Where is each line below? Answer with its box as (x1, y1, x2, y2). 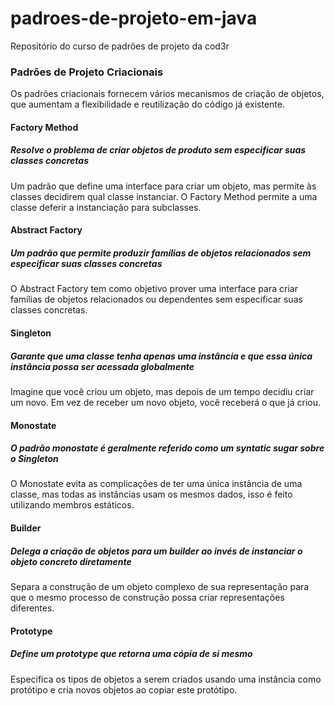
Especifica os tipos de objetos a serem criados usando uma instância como (10, 673, 322, 685)
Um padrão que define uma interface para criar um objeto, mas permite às (10, 180, 317, 192)
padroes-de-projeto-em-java (10, 7, 258, 30)
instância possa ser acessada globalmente (10, 360, 195, 372)
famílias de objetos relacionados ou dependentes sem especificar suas (10, 293, 303, 306)
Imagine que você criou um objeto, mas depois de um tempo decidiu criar (10, 385, 315, 397)
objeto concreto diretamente (10, 555, 132, 567)
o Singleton (10, 453, 59, 465)
